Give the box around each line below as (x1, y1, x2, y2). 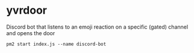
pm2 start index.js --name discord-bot (6, 41, 107, 47)
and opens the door (6, 29, 55, 36)
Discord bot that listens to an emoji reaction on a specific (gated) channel (6, 23, 189, 30)
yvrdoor (6, 4, 47, 17)
